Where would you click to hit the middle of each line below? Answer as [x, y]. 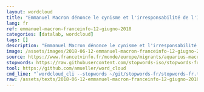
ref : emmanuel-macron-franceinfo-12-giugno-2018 [69, 29]
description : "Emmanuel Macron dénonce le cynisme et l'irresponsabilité [102, 46]
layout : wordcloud [29, 12]
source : [16, 57]
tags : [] [17, 40]
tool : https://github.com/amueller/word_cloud [66, 68]
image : [15, 51]
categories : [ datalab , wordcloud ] [50, 34]
